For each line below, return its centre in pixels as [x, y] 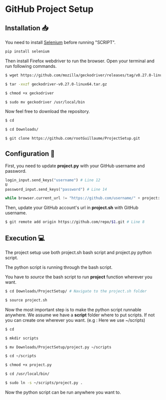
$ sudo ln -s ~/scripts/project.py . [44, 383]
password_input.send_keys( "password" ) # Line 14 [56, 189]
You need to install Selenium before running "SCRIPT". [61, 42]
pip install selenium [27, 51]
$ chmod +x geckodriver [30, 93]
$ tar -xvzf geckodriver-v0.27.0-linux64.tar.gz [56, 84]
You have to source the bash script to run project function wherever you [79, 277]
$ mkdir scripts [22, 338]
